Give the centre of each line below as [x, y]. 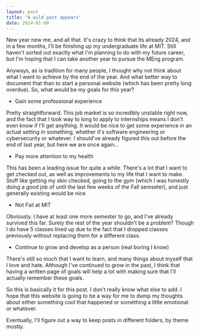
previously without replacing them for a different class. [73, 236]
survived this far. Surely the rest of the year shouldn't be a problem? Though [100, 223]
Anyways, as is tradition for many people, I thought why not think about [94, 71]
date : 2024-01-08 [28, 23]
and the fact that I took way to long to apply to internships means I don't [95, 119]
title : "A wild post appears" [44, 17]
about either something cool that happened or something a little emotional [97, 302]
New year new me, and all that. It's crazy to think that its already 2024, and [99, 40]
